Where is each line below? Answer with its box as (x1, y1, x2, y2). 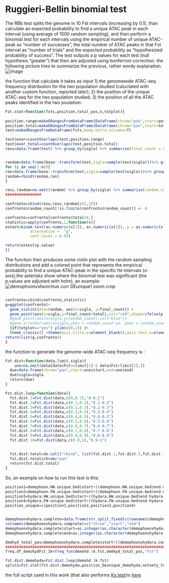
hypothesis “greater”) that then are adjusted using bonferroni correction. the (5, 57, 163, 63)
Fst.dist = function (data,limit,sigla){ (5, 358, 87, 363)
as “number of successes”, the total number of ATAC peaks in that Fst (17, 41, 161, 47)
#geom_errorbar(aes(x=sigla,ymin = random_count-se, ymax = (10, 321, 138, 326)
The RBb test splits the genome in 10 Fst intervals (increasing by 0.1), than (5, 20, 158, 26)
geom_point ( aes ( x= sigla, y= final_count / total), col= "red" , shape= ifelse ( (10, 311, 161, 316)
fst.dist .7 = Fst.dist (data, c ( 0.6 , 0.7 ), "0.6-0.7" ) (10, 424, 114, 429)
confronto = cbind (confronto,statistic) (5, 297, 87, 302)
